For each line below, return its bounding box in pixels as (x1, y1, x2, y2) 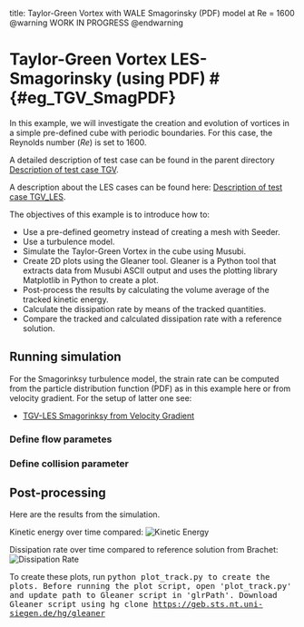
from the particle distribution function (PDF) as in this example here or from (9, 383, 291, 394)
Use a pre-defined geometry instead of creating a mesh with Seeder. (22, 226, 280, 237)
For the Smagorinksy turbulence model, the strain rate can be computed (9, 373, 279, 384)
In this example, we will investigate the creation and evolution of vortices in (9, 117, 290, 128)
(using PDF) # (115, 68, 221, 89)
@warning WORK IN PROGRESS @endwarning (9, 17, 184, 28)
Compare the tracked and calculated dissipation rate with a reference (22, 313, 282, 324)
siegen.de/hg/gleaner (9, 608, 106, 619)
